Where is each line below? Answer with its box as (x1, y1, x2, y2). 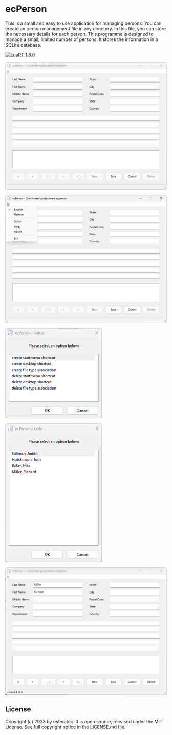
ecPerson (5, 3, 47, 15)
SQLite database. (5, 42, 42, 48)
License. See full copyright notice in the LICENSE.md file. (5, 724, 126, 730)
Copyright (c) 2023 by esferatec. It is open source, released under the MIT (5, 719, 163, 725)
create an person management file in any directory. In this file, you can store (5, 25, 166, 31)
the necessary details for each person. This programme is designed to (5, 31, 154, 37)
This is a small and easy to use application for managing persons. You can (5, 20, 162, 26)
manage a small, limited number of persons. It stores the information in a (5, 36, 158, 43)
